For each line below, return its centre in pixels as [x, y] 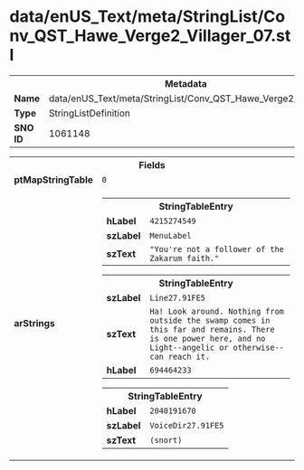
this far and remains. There [212, 329]
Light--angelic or [189, 347]
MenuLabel [170, 235]
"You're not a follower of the [217, 249]
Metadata [185, 83]
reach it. [189, 356]
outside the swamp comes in [209, 320]
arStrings [35, 323]
